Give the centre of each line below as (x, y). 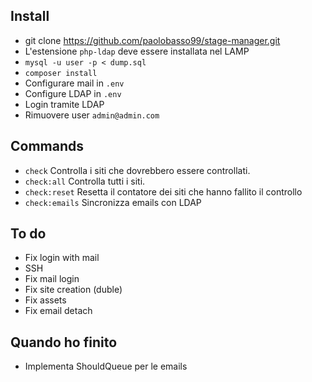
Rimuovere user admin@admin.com (92, 115)
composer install (61, 73)
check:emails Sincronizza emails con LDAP (113, 202)
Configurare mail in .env (74, 83)
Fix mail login (52, 279)
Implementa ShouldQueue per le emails (106, 366)
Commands (47, 146)
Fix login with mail (62, 258)
